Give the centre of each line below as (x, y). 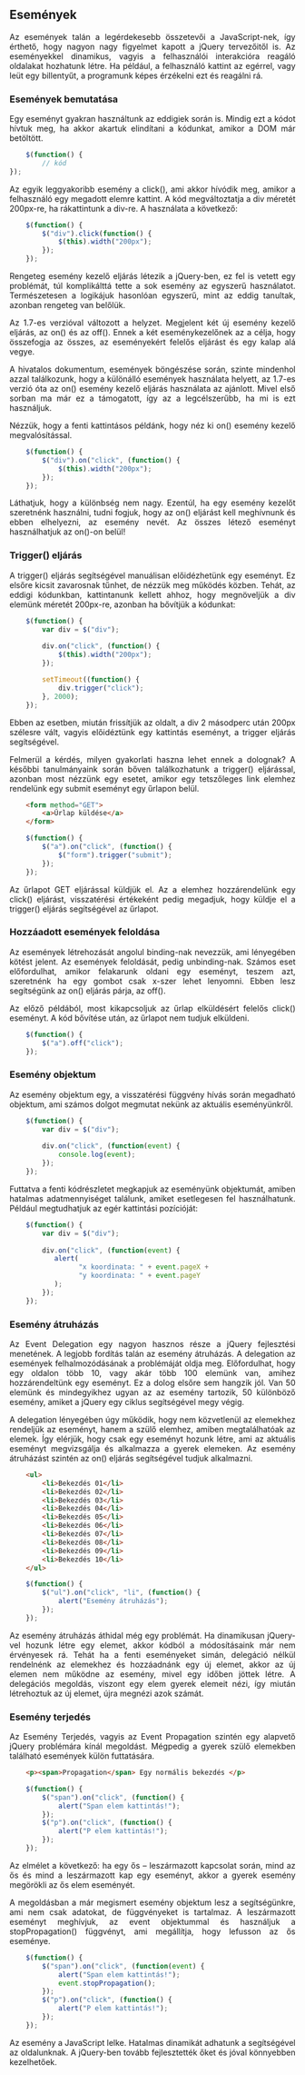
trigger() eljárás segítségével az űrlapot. (84, 909)
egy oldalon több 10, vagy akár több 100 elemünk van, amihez (152, 1372)
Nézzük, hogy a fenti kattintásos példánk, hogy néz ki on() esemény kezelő (152, 425)
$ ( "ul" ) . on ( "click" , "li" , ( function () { (122, 1593)
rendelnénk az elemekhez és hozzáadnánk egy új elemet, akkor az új (152, 1664)
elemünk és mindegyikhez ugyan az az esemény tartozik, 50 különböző (152, 1392)
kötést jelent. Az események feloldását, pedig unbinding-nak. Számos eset (152, 962)
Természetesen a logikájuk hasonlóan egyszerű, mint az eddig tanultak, (152, 295)
